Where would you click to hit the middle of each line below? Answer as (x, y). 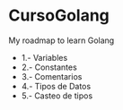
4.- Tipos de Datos (56, 86)
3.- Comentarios (52, 76)
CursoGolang (59, 16)
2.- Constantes (49, 67)
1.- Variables (44, 57)
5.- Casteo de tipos (57, 96)
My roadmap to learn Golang (61, 40)
